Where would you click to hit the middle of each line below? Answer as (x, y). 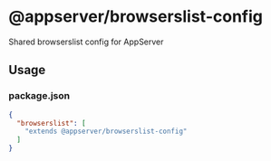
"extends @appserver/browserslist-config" (106, 132)
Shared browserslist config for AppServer (86, 42)
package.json (39, 96)
